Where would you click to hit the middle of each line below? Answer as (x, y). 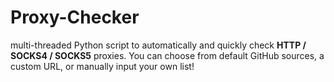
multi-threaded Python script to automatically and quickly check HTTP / (158, 45)
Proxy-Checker (75, 17)
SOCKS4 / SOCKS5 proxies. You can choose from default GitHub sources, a (167, 55)
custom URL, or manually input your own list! (102, 66)
